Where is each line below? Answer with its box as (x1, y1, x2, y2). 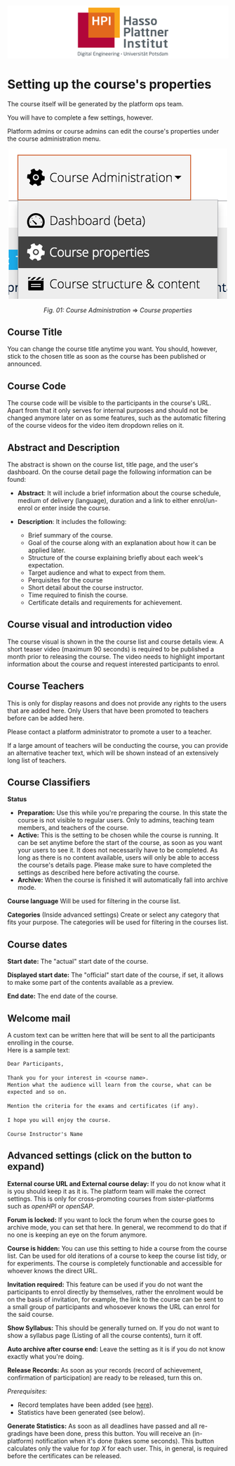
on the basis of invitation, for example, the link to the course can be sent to (7, 1295, 224, 1304)
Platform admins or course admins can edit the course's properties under (7, 127, 220, 135)
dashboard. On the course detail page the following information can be (7, 467, 212, 476)
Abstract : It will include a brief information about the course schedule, (17, 488, 221, 497)
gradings (7, 1429, 33, 1437)
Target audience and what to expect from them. (27, 568, 166, 577)
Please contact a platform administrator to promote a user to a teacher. (7, 727, 213, 736)
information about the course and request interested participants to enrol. (7, 660, 220, 668)
